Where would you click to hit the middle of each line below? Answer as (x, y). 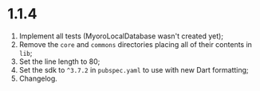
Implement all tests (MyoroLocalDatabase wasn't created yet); (121, 36)
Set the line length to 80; (59, 61)
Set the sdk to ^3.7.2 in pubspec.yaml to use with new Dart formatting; (134, 69)
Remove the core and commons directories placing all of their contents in (136, 44)
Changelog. (38, 78)
